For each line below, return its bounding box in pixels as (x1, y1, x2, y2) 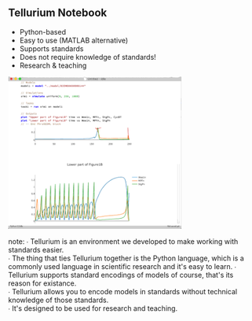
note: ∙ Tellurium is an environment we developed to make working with (8, 237, 239, 246)
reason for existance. (8, 279, 77, 288)
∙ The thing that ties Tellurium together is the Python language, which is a (8, 253, 245, 263)
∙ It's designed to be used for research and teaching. (8, 304, 178, 313)
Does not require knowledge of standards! (19, 52, 157, 61)
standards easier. (8, 245, 64, 255)
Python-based (19, 27, 67, 36)
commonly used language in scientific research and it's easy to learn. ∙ (8, 262, 237, 271)
